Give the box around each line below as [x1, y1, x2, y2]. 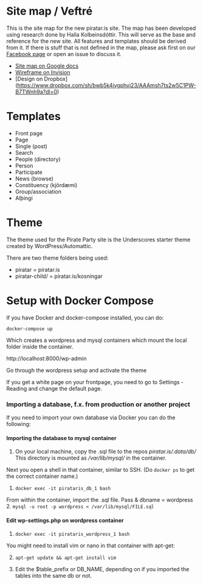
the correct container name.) [6, 472, 78, 480]
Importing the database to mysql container [6, 434, 117, 441]
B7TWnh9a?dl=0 [15, 88, 58, 95]
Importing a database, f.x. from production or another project [6, 400, 190, 408]
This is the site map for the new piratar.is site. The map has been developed [6, 24, 196, 32]
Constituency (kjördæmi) [15, 181, 78, 188]
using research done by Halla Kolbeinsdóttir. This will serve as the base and [6, 30, 196, 38]
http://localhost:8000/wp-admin [6, 355, 87, 362]
